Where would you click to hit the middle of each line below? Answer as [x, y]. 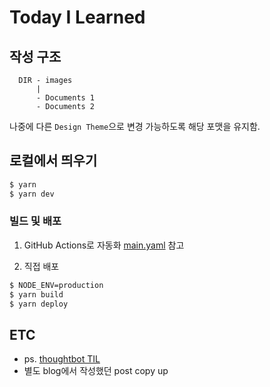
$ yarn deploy [39, 304]
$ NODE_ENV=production [56, 285]
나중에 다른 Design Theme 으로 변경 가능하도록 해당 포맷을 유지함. [135, 126]
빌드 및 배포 [35, 221]
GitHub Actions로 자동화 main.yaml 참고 [104, 245]
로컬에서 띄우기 [53, 161]
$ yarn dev [32, 194]
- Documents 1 [65, 98]
